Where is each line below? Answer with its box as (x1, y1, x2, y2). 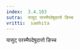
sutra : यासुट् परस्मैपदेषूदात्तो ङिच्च (6, 14, 74, 20)
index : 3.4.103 (6, 8, 47, 15)
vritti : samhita (6, 20, 50, 26)
